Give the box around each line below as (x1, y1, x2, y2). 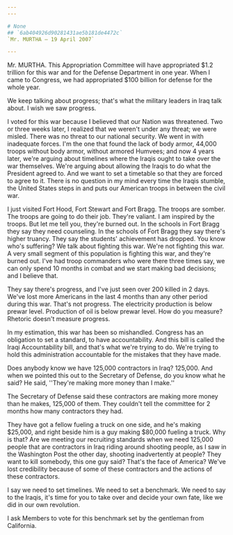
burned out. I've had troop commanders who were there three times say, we (7, 257, 225, 265)
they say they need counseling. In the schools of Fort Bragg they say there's (7, 227, 226, 235)
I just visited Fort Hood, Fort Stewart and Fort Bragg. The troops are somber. (7, 205, 226, 213)
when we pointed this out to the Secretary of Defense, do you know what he (7, 371, 226, 380)
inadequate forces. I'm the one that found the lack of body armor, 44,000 (7, 140, 217, 148)
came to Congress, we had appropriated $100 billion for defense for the (7, 76, 213, 84)
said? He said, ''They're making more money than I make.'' (7, 379, 175, 387)
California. (7, 522, 37, 530)
